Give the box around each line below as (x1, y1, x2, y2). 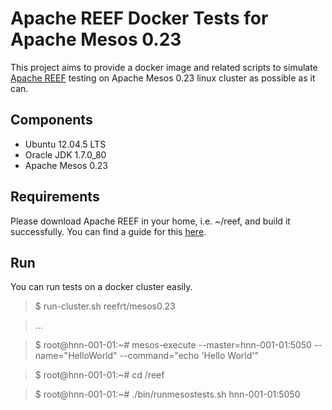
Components (10, 112, 93, 129)
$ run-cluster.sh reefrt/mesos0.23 (34, 300, 176, 312)
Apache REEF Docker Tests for (10, 7, 269, 30)
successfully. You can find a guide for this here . (10, 225, 207, 237)
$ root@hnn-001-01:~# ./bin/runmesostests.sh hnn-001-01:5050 (34, 388, 301, 401)
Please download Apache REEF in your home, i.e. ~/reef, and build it (10, 215, 291, 227)
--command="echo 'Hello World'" (119, 350, 259, 362)
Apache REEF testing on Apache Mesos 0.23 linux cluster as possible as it (10, 72, 316, 84)
